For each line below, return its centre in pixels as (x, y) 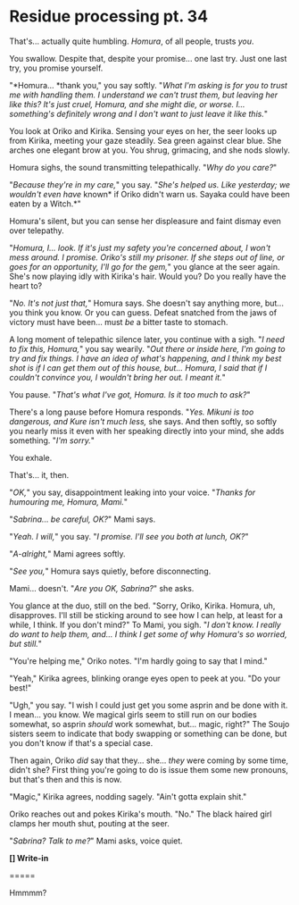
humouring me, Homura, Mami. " (68, 501)
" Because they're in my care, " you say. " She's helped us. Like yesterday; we (150, 184)
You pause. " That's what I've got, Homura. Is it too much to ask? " (130, 394)
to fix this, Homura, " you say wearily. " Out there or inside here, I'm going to (147, 348)
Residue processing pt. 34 (108, 17)
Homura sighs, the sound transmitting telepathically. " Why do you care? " (143, 167)
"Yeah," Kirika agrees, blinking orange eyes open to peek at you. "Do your (145, 678)
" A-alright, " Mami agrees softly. (67, 553)
